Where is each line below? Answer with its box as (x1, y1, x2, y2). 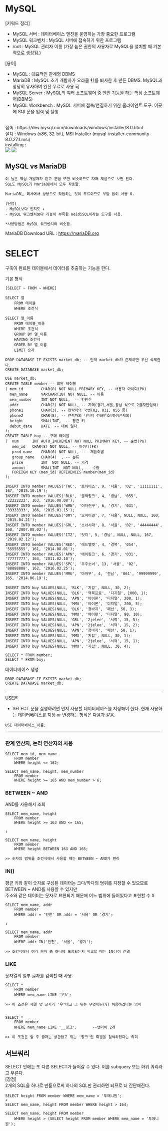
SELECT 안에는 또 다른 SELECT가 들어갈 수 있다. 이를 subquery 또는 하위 (5, 1063, 149, 1069)
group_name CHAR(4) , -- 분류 (11, 454, 79, 460)
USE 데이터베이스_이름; (5, 722, 46, 728)
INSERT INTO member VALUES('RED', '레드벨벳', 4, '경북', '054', (5, 542, 138, 547)
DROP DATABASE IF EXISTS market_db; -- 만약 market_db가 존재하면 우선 (5, 357, 148, 362)
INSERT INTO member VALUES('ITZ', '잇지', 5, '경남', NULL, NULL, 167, (5, 532, 153, 537)
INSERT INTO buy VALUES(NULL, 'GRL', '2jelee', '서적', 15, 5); (5, 617, 140, 622)
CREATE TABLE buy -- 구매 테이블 (5, 433, 70, 438)
